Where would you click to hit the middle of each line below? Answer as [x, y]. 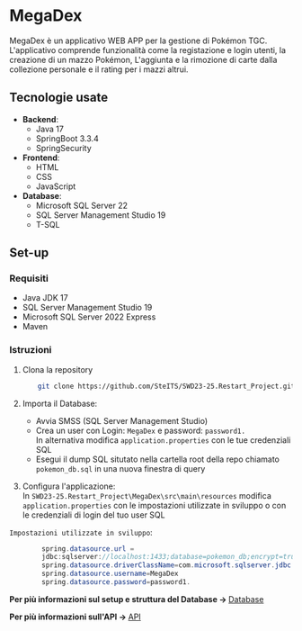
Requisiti [29, 278]
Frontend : [41, 158]
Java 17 [50, 129]
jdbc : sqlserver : [72, 557]
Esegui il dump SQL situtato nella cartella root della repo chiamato [158, 459]
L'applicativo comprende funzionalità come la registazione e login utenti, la [147, 50]
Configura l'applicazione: [69, 486]
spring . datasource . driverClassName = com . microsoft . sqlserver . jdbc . [169, 565]
